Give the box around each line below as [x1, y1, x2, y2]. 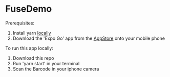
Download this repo [12, 55, 54, 61]
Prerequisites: [5, 20, 35, 26]
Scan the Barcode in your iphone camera [12, 66, 99, 72]
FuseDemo [5, 3, 52, 15]
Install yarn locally [12, 30, 51, 36]
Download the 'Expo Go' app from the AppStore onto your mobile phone [12, 35, 165, 41]
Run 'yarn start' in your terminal [12, 60, 80, 66]
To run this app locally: [5, 45, 54, 51]
